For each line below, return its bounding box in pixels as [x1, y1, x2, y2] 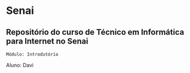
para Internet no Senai [6, 36, 89, 46]
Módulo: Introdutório [6, 52, 59, 57]
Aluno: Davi [6, 62, 34, 68]
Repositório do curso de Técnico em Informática [6, 27, 185, 37]
